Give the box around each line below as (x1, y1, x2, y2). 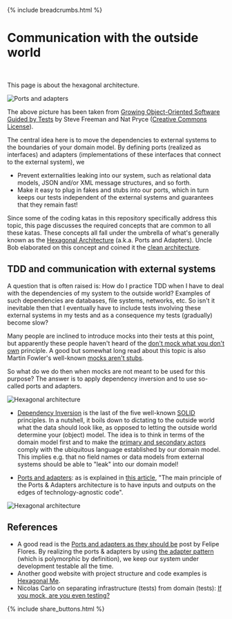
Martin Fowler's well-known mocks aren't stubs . (7, 354, 144, 362)
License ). (7, 122, 34, 131)
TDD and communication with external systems (7, 263, 216, 275)
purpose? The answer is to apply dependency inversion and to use (7, 374, 197, 383)
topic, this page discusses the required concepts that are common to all (7, 221, 211, 229)
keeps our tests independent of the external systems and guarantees (17, 193, 214, 201)
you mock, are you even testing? (17, 591, 110, 600)
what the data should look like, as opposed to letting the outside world (17, 423, 217, 431)
